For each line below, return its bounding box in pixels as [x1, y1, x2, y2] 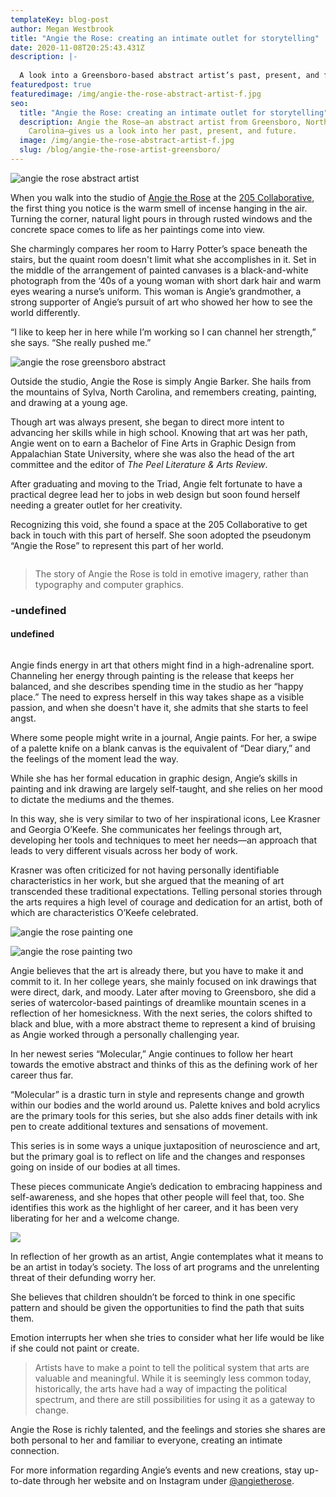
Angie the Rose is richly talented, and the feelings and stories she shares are [10, 1424, 326, 1435]
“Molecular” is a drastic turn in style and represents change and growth [10, 1089, 305, 1100]
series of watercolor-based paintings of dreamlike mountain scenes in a [10, 997, 307, 1008]
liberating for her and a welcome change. [10, 1212, 180, 1224]
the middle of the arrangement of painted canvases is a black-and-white [10, 264, 309, 276]
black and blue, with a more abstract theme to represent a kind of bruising [10, 1018, 316, 1030]
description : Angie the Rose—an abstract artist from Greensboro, [19, 117, 302, 127]
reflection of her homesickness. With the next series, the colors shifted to [10, 1007, 313, 1019]
